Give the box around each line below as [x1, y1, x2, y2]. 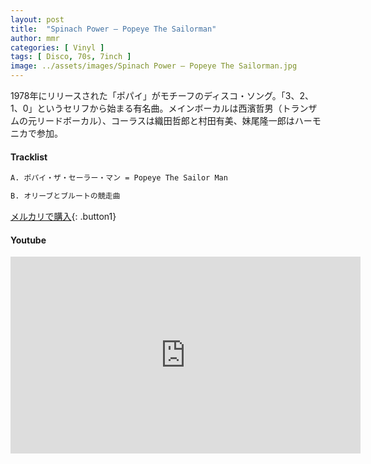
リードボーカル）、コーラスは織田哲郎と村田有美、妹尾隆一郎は [36, 115, 295, 126]
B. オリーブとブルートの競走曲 [10, 191, 121, 201]
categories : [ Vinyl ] [10, 42, 105, 53]
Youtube [10, 234, 47, 246]
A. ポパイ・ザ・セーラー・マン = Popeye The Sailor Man [10, 173, 228, 183]
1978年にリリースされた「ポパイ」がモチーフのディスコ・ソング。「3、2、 [10, 90, 315, 101]
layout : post [10, 14, 65, 25]
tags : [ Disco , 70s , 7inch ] [10, 52, 132, 62]
